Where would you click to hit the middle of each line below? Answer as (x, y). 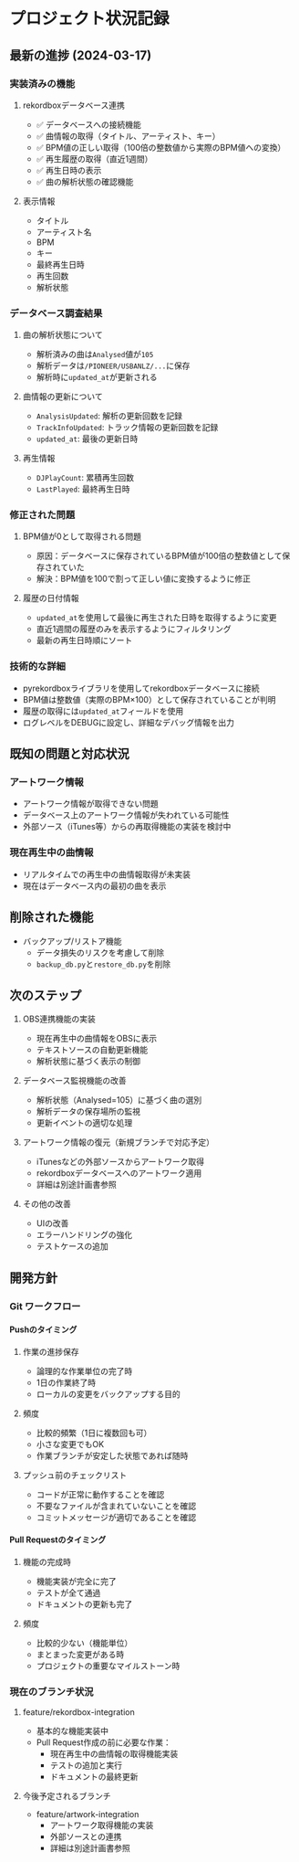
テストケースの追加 (72, 1246)
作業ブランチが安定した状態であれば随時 (112, 1455)
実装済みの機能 (42, 83)
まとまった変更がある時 (80, 1655)
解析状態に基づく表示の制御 (88, 1062)
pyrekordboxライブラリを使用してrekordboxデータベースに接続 (141, 688)
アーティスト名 (64, 232)
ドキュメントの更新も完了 (84, 1604)
